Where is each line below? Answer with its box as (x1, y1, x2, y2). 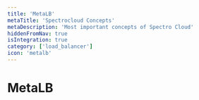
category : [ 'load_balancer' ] (7, 43, 93, 50)
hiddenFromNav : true (7, 30, 68, 37)
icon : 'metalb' (7, 50, 52, 57)
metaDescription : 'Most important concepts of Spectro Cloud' (7, 23, 194, 30)
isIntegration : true (7, 37, 68, 44)
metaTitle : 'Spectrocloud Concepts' (7, 17, 115, 24)
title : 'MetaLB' (7, 10, 55, 18)
